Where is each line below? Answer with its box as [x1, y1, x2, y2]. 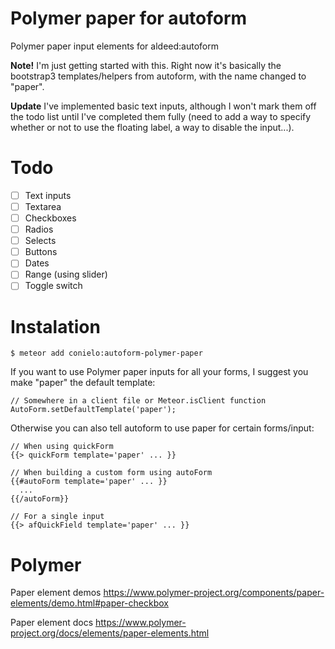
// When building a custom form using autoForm [10, 468, 213, 478]
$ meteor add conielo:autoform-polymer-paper [10, 348, 203, 359]
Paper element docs [10, 617, 94, 629]
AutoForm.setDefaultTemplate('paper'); [10, 405, 177, 415]
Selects [24, 235, 57, 247]
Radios [24, 223, 54, 236]
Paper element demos [10, 587, 102, 599]
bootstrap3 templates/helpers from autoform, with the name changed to [10, 70, 307, 82]
